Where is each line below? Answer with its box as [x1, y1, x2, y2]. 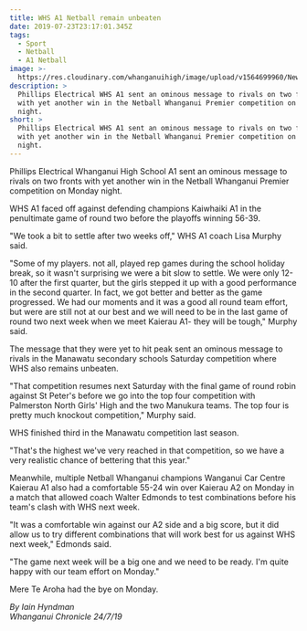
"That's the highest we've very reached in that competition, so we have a [9, 445, 285, 456]
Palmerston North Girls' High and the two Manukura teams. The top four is [9, 399, 290, 411]
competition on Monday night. [9, 184, 123, 196]
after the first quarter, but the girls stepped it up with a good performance [19, 277, 297, 288]
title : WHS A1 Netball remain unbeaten [9, 13, 162, 23]
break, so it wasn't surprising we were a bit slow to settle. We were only [9, 267, 280, 279]
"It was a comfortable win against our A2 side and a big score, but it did [9, 519, 280, 530]
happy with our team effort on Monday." [9, 565, 160, 576]
